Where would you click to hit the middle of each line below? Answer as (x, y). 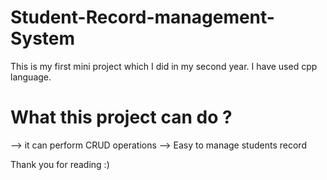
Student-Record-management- (142, 17)
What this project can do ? (121, 117)
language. (31, 77)
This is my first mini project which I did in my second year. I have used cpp (164, 66)
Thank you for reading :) (60, 164)
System (43, 38)
